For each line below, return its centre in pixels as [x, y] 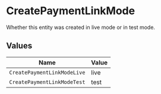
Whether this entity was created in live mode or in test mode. [81, 27]
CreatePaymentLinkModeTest [47, 82]
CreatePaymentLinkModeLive [47, 72]
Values [19, 46]
